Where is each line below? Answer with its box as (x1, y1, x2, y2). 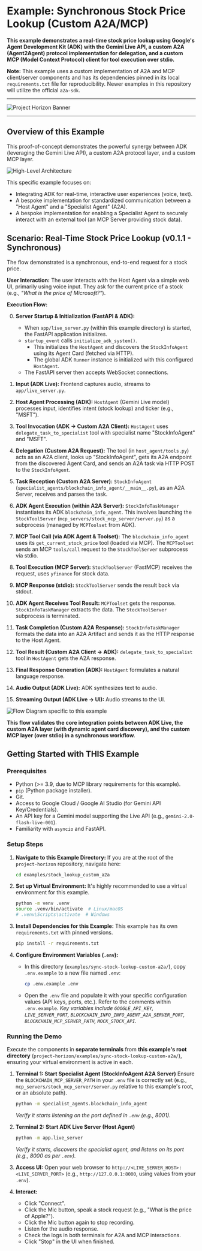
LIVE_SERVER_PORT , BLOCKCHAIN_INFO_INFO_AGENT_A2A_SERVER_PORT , (24, 1011, 185, 1018)
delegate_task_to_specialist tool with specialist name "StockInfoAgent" (15, 429, 195, 436)
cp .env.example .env (24, 981, 79, 987)
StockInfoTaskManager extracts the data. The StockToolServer (15, 605, 167, 613)
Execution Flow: (7, 301, 48, 308)
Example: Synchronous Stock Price (7, 4, 186, 18)
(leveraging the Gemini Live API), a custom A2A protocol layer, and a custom (7, 149, 195, 156)
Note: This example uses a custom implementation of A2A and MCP (7, 67, 175, 74)
